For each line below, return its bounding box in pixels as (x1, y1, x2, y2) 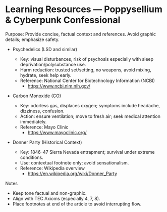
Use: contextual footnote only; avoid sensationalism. (20, 159, 129, 165)
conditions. (20, 154, 44, 160)
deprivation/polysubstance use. (20, 61, 86, 67)
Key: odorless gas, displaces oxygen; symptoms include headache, (20, 102, 160, 108)
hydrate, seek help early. (20, 72, 72, 78)
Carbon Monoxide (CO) (12, 93, 62, 99)
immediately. (20, 118, 47, 124)
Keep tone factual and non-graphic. (12, 190, 87, 196)
